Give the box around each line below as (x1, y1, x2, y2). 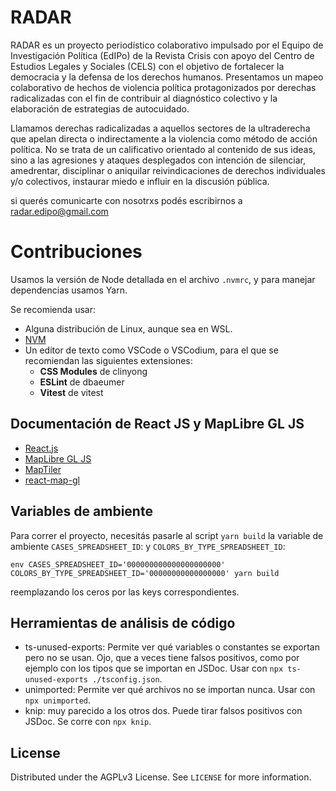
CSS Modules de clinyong (39, 365, 148, 377)
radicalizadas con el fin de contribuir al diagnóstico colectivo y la (10, 92, 278, 104)
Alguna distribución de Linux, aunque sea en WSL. (24, 322, 233, 335)
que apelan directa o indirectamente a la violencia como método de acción (10, 132, 318, 145)
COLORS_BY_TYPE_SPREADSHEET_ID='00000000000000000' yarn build (10, 568, 280, 578)
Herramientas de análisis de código (10, 614, 236, 631)
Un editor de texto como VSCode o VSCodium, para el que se (24, 344, 279, 356)
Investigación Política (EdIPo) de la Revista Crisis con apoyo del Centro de (10, 49, 315, 61)
